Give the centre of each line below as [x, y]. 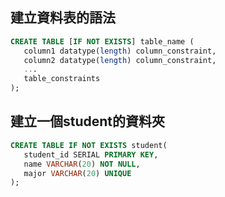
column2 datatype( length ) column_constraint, [120, 60]
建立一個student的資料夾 [88, 121]
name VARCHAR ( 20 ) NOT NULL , [82, 164]
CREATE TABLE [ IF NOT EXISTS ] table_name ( [102, 41]
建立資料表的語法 [63, 18]
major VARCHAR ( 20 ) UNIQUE [77, 173]
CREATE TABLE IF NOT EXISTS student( [89, 145]
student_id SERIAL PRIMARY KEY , [91, 154]
